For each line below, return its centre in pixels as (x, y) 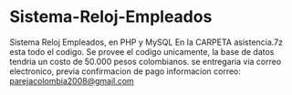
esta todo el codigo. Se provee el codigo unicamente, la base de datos (142, 51)
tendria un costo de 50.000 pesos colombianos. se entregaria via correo (146, 61)
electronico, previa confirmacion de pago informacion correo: (125, 71)
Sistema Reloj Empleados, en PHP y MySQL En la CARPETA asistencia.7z (146, 42)
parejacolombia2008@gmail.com (72, 80)
